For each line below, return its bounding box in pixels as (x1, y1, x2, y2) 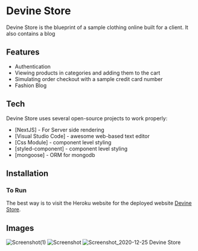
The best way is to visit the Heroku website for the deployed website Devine (6, 199, 192, 207)
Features (6, 47, 40, 57)
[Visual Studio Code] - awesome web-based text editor (14, 132, 150, 140)
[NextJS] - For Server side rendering (14, 126, 105, 133)
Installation (6, 168, 49, 178)
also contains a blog (6, 30, 55, 37)
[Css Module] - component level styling (14, 139, 111, 146)
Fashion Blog (14, 82, 47, 89)
